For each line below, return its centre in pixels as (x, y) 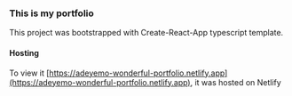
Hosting (24, 52)
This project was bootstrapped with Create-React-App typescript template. (146, 33)
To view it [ (29, 73)
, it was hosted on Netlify (236, 82)
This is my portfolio (52, 13)
